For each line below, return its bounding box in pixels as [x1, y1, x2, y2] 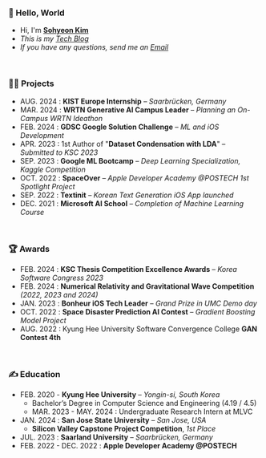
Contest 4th [19, 332, 62, 342]
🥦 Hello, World [8, 7, 66, 18]
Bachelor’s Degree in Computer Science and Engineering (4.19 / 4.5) [31, 399, 257, 408]
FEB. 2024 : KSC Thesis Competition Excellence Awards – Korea [19, 264, 238, 274]
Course [19, 207, 45, 217]
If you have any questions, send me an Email [19, 43, 169, 52]
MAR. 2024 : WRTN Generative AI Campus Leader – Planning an [19, 104, 236, 115]
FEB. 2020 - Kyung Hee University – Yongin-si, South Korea [19, 390, 220, 399]
